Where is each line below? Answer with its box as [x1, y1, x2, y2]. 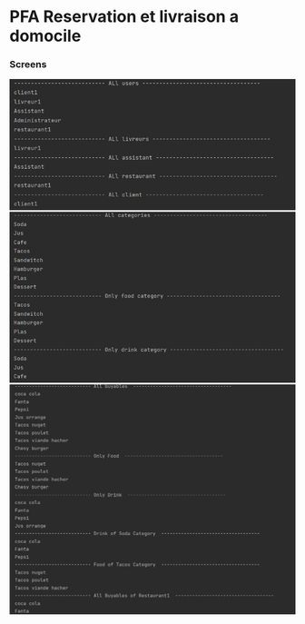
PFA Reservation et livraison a [9, 6, 239, 27]
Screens [9, 58, 47, 71]
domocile [9, 25, 82, 46]
